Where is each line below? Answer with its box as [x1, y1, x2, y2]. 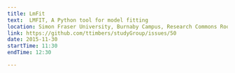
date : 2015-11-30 [7, 36, 58, 43]
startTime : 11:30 [7, 42, 58, 49]
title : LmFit [7, 10, 45, 17]
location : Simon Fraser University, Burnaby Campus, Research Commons [7, 23, 218, 30]
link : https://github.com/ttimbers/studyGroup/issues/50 [7, 29, 177, 37]
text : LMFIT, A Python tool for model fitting [7, 17, 149, 24]
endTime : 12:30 [7, 49, 52, 56]
